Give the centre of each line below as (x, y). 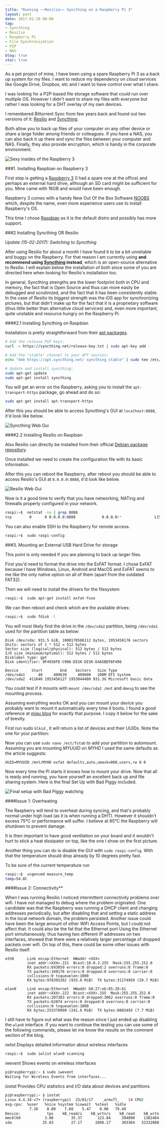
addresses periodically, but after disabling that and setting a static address (81, 913)
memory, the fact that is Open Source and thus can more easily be (72, 288)
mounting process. (24, 693)
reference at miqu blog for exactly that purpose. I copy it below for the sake (82, 713)
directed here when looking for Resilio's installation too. (61, 273)
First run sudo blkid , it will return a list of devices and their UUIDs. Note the (82, 728)
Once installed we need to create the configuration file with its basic (74, 459)
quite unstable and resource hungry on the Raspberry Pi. (63, 314)
